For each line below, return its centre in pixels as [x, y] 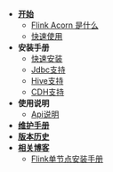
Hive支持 [47, 81]
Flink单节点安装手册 [67, 159]
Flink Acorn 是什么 [65, 25]
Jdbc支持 [48, 70]
